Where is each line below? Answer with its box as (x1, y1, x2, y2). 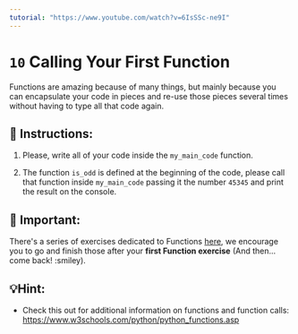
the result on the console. (21, 186, 117, 197)
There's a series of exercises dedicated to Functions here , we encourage (9, 236, 279, 247)
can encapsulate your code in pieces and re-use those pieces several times (9, 90, 289, 101)
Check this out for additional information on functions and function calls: (21, 305, 289, 315)
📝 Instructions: (9, 126, 94, 141)
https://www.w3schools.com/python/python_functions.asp (21, 314, 240, 325)
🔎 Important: (9, 212, 81, 227)
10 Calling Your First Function (9, 51, 231, 72)
